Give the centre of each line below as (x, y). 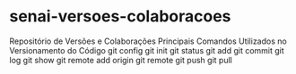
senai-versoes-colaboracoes (120, 16)
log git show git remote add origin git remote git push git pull (121, 60)
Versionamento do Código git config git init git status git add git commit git (147, 50)
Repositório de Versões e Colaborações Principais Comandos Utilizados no (148, 41)
